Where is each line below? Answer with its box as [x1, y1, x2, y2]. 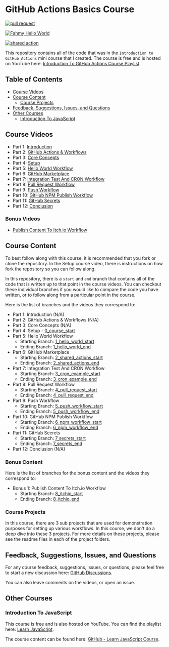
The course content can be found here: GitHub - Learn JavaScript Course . [5, 636, 160, 642]
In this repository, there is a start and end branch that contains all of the [5, 275, 155, 281]
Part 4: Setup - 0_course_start [12, 328, 75, 334]
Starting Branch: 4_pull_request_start [20, 386, 97, 393]
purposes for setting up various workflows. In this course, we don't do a [5, 525, 155, 532]
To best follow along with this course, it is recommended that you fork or [5, 255, 156, 261]
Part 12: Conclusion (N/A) [12, 446, 66, 452]
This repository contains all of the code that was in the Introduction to [5, 50, 154, 56]
